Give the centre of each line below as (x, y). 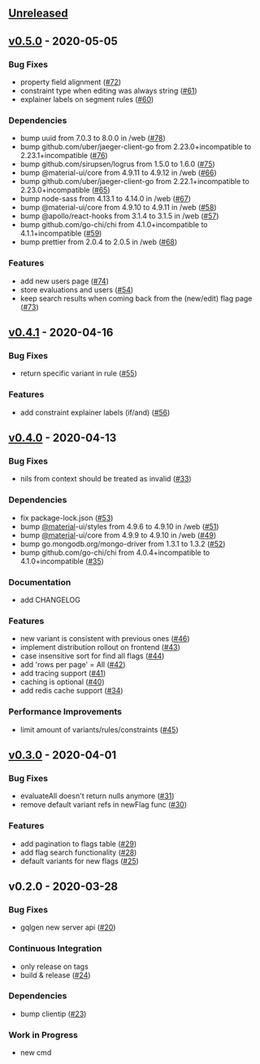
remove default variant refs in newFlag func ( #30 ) (104, 805)
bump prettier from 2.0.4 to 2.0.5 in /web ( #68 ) (99, 242)
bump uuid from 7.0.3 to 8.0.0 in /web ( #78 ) (93, 138)
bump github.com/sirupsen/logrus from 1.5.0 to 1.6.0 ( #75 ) (117, 164)
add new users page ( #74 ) (65, 281)
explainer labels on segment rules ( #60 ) (87, 99)
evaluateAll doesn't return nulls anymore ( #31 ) (97, 796)
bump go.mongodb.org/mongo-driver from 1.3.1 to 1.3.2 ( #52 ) (123, 543)
